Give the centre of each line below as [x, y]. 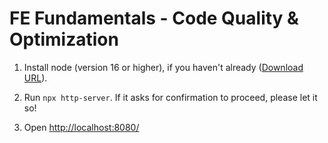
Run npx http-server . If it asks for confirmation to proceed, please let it [170, 97]
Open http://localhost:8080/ [81, 127]
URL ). [35, 78]
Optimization [64, 39]
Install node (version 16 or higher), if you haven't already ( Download [163, 67]
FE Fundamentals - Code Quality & [154, 18]
